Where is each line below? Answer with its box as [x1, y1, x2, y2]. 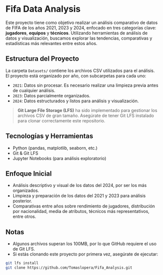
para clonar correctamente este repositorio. [17, 117, 105, 123]
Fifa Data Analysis [5, 3, 81, 15]
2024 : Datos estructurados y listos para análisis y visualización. [12, 98, 139, 104]
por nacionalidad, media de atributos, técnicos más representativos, [12, 208, 150, 214]
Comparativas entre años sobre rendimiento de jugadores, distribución [12, 203, 155, 209]
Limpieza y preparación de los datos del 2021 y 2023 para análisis [12, 193, 146, 199]
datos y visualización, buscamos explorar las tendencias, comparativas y [5, 35, 153, 41]
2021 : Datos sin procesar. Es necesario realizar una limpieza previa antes [12, 82, 159, 88]
